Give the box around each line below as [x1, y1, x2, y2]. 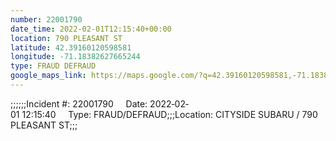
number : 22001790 [10, 14, 83, 25]
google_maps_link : [10, 71, 87, 81]
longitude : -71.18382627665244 [10, 52, 141, 62]
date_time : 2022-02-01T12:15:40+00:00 [10, 24, 172, 34]
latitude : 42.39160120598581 [10, 42, 132, 53]
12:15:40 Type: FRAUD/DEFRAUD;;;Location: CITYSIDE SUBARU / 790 [21, 108, 318, 120]
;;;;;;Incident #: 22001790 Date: [10, 97, 148, 110]
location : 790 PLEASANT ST [10, 33, 123, 43]
